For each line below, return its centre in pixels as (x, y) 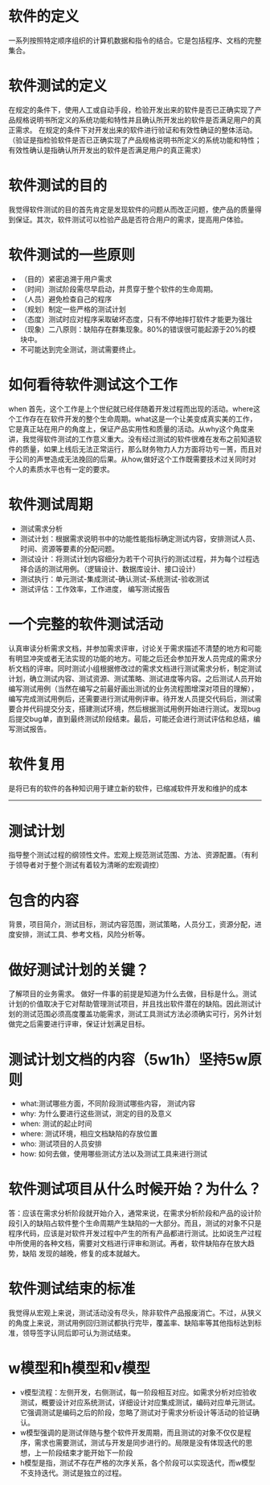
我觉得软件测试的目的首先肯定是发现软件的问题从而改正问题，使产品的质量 (131, 209)
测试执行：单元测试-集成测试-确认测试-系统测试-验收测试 (115, 579)
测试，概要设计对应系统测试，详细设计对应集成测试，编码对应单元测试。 (139, 1403)
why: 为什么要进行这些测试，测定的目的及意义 (96, 1114)
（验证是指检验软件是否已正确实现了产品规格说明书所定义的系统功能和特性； (135, 140)
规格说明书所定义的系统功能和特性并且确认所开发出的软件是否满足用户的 (135, 120)
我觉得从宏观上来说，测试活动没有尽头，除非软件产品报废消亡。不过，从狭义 (135, 1313)
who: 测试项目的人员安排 (61, 1144)
